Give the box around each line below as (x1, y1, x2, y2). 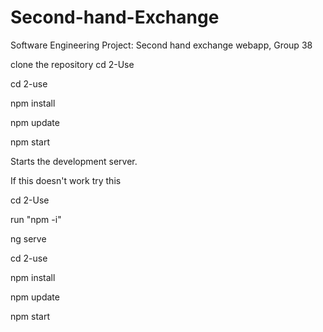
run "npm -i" (10, 213, 62, 225)
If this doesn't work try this (10, 174, 122, 186)
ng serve (10, 232, 47, 245)
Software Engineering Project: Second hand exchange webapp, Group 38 (10, 39, 313, 51)
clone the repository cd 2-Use (10, 58, 135, 70)
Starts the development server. (10, 155, 138, 167)
